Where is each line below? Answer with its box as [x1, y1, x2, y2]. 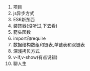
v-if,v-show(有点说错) [13, 54, 58, 60]
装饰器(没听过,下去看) [13, 23, 58, 29]
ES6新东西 [13, 17, 35, 22]
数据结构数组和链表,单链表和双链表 [13, 42, 85, 47]
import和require [13, 35, 46, 41]
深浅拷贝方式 [13, 48, 40, 54]
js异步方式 [13, 10, 35, 16]
